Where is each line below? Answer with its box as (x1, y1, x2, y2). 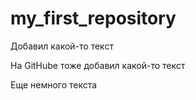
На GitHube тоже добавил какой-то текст (10, 59, 186, 71)
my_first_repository (10, 7, 177, 30)
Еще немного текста (10, 78, 98, 91)
